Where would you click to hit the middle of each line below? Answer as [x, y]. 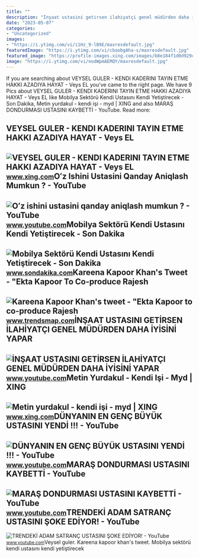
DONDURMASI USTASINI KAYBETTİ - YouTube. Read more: [78, 110]
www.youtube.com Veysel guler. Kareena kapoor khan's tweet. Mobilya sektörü [99, 542]
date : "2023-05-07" [30, 23]
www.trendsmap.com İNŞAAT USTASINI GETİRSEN [94, 320]
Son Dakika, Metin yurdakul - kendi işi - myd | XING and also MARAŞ [90, 103]
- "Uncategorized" [29, 34]
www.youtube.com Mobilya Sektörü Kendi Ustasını [96, 224]
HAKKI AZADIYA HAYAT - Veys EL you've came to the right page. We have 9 [99, 84]
